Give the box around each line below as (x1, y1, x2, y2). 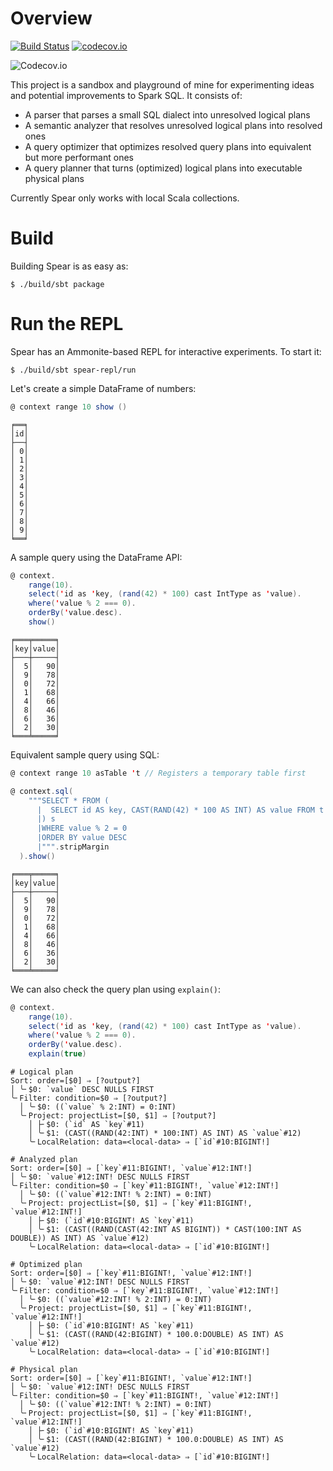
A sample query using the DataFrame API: (10, 551, 183, 563)
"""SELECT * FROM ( (28, 795, 110, 806)
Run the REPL (10, 313, 124, 336)
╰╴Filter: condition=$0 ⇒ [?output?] (10, 1093, 168, 1104)
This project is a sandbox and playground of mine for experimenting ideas (10, 78, 315, 91)
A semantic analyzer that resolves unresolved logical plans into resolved (24, 119, 323, 131)
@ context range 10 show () (10, 402, 128, 412)
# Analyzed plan (10, 1155, 78, 1165)
